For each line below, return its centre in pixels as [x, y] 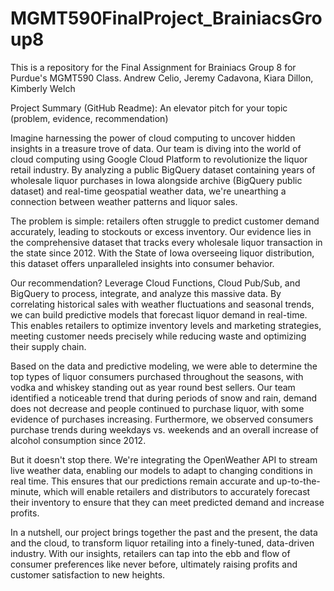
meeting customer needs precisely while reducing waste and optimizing [158, 336]
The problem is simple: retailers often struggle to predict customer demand [165, 221]
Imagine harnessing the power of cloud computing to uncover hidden [153, 138]
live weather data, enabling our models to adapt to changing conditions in [161, 470]
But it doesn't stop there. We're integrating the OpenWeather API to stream [164, 459]
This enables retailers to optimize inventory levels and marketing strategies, [166, 325]
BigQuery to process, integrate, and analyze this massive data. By [146, 293]
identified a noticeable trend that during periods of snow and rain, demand [164, 398]
